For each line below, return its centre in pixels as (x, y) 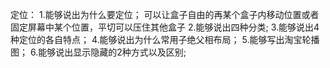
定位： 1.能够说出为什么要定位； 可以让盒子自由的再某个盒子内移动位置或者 (165, 14)
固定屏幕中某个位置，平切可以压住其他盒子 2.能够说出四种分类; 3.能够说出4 (165, 27)
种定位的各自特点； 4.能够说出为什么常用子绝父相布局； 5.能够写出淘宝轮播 (165, 39)
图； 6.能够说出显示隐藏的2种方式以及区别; (98, 52)
